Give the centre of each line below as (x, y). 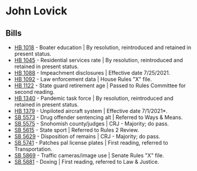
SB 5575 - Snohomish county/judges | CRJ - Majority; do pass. (92, 123)
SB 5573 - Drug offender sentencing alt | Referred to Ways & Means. (98, 117)
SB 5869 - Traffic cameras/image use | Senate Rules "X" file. (89, 155)
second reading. (34, 92)
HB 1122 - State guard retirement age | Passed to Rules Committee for (100, 85)
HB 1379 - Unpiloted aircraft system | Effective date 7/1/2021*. (91, 111)
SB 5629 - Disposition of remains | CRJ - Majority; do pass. (87, 136)
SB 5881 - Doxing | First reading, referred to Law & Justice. (87, 162)
